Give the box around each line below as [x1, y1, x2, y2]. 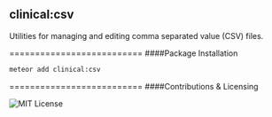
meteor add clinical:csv [9, 65, 101, 74]
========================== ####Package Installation [9, 48, 238, 58]
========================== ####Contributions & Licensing [9, 81, 259, 91]
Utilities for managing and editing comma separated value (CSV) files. [9, 30, 264, 41]
